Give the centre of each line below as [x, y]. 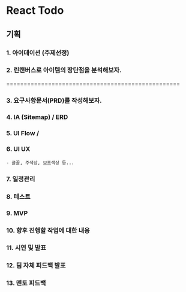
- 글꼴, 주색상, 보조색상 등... [40, 163]
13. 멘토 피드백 [26, 283]
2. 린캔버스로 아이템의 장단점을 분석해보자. [64, 70]
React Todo [35, 11]
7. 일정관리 [21, 179]
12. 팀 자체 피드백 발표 [36, 266]
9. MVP [17, 213]
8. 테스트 [19, 196]
